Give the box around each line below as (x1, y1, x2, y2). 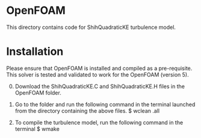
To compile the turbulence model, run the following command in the (14, 119, 184, 126)
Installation (6, 45, 64, 58)
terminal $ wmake (14, 125, 60, 133)
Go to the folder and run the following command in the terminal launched (14, 101, 196, 108)
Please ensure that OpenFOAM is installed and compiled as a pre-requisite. (6, 64, 193, 72)
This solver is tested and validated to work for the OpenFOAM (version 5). (6, 71, 189, 78)
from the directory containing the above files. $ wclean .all (14, 107, 160, 114)
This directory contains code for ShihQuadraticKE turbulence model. (6, 24, 176, 31)
